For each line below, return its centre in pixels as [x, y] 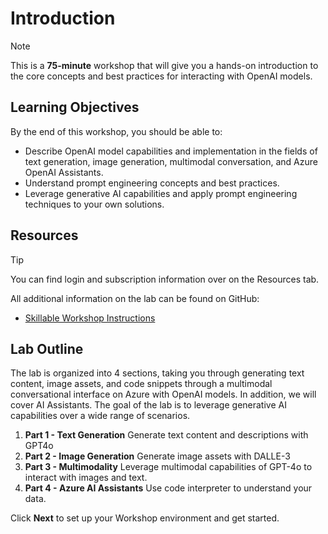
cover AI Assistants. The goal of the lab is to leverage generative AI [148, 405]
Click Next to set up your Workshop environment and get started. [145, 518]
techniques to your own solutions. [94, 204]
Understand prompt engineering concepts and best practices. [152, 183]
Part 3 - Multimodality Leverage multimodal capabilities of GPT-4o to [168, 467]
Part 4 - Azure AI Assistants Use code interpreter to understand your [168, 488]
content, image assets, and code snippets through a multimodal [141, 384]
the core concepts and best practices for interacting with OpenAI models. [161, 76]
